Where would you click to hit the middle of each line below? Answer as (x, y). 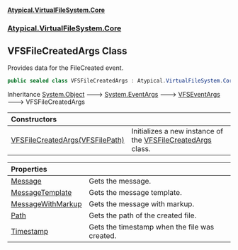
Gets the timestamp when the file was (152, 227)
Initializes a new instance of (177, 131)
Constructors (34, 119)
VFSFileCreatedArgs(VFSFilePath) (68, 140)
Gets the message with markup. (142, 204)
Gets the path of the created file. (143, 215)
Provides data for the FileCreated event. (66, 68)
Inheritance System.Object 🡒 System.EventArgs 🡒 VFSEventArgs (114, 95)
